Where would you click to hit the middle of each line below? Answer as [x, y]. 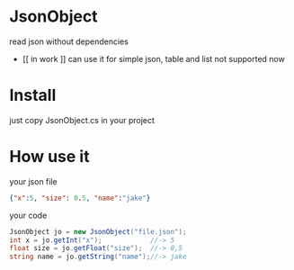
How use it [49, 157]
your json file [33, 181]
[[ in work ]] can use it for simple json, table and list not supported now [153, 58]
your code [28, 215]
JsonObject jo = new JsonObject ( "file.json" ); [98, 231]
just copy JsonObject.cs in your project [82, 120]
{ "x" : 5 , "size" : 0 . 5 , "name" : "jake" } [80, 198]
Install [33, 95]
